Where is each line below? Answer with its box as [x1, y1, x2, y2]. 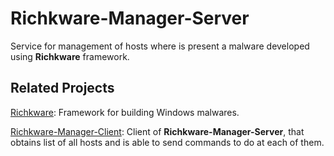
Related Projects [10, 80, 115, 97]
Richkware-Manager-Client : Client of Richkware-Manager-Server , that [10, 125, 305, 137]
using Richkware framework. [10, 50, 130, 62]
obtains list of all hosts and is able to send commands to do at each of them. [10, 136, 325, 148]
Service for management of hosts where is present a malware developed [10, 40, 310, 52]
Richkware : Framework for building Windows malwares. [10, 106, 240, 118]
